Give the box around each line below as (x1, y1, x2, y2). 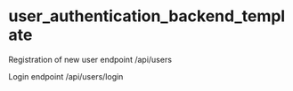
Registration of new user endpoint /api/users (8, 54, 173, 64)
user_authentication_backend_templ (8, 6, 286, 27)
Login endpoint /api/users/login (8, 71, 124, 81)
